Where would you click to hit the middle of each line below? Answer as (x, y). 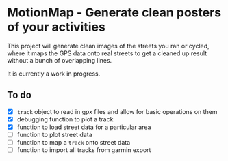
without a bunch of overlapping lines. (60, 60)
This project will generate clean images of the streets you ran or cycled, (109, 46)
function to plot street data (54, 134)
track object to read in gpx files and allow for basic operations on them (117, 111)
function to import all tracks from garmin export (84, 150)
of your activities (56, 27)
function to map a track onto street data (74, 142)
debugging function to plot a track (65, 119)
